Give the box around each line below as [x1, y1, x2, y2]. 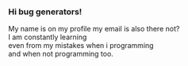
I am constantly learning [8, 32, 87, 42]
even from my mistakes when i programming [8, 41, 154, 50]
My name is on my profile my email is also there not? [8, 24, 180, 34]
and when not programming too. [8, 49, 113, 59]
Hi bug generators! [8, 6, 82, 17]
